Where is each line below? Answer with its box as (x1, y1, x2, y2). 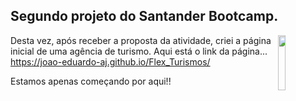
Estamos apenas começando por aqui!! (10, 75, 172, 87)
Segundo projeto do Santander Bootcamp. (10, 8, 279, 25)
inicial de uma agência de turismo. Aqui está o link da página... (10, 45, 268, 57)
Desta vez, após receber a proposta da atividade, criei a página (10, 34, 272, 46)
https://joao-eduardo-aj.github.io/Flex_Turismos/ (10, 55, 211, 68)
